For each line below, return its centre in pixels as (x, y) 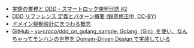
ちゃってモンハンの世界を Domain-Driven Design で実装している (91, 39)
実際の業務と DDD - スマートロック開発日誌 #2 (69, 9)
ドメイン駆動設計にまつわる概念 (51, 24)
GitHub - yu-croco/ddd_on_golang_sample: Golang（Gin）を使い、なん (99, 31)
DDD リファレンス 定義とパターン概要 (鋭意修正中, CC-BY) (84, 16)
